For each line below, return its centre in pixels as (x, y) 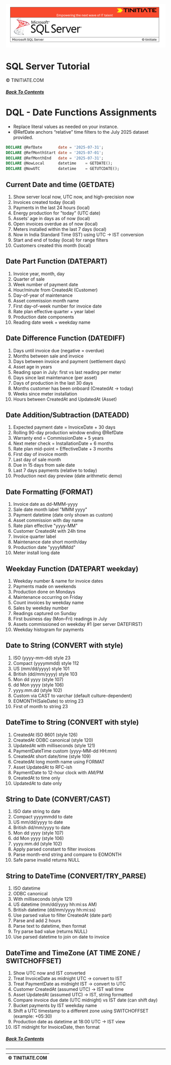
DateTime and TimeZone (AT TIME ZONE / (73, 953)
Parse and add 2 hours (37, 921)
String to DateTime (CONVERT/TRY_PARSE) (76, 876)
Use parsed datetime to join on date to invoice (61, 937)
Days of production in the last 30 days (53, 383)
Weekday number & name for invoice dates (58, 581)
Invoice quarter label (35, 537)
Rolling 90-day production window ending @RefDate (68, 433)
